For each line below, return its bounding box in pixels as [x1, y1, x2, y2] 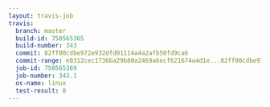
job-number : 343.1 [15, 72, 78, 80]
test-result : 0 [15, 86, 67, 95]
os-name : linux [15, 79, 67, 87]
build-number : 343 [15, 42, 78, 50]
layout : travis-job [8, 11, 74, 20]
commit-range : [15, 57, 63, 65]
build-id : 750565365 [15, 34, 84, 43]
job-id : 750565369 [15, 64, 78, 72]
